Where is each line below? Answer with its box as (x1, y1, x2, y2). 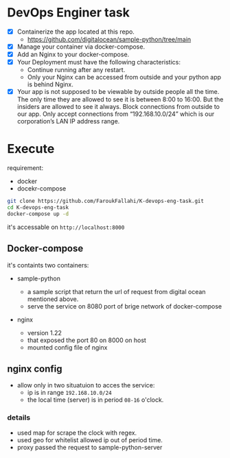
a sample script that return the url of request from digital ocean (27, 287, 206, 296)
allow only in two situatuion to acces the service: (16, 381, 155, 389)
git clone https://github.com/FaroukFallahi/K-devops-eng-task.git (7, 197, 205, 205)
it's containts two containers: (7, 261, 89, 269)
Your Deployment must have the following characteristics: (16, 58, 181, 67)
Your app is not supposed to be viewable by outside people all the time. (16, 88, 220, 96)
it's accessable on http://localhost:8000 (7, 223, 125, 231)
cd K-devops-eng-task (7, 204, 69, 211)
